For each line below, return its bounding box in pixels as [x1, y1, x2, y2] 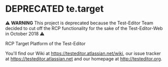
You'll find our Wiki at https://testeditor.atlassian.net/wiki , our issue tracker [5, 50, 161, 56]
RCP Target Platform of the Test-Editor [5, 40, 86, 46]
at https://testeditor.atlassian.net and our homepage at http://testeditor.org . [5, 55, 162, 61]
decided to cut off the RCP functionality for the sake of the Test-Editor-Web [5, 25, 163, 31]
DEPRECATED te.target [5, 3, 104, 15]
